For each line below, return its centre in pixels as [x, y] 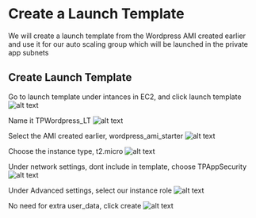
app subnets [29, 52]
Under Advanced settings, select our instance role [90, 190]
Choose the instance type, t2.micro [66, 151]
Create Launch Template [70, 77]
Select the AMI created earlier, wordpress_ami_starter [96, 136]
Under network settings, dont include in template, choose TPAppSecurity [128, 166]
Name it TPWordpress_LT [50, 120]
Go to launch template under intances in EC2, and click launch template [125, 97]
